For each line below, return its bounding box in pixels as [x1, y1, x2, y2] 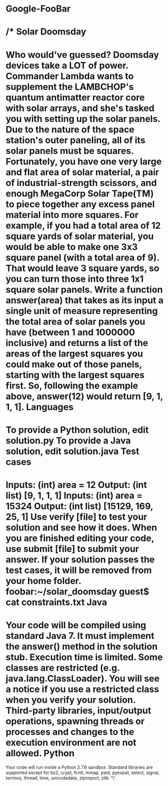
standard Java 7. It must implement [6, 630, 154, 642]
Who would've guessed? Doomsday [6, 49, 159, 60]
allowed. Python [6, 748, 75, 759]
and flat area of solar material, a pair [6, 166, 159, 178]
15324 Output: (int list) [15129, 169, [6, 500, 153, 512]
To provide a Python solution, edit [6, 424, 149, 435]
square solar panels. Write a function [6, 284, 163, 295]
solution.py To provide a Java [6, 435, 131, 446]
